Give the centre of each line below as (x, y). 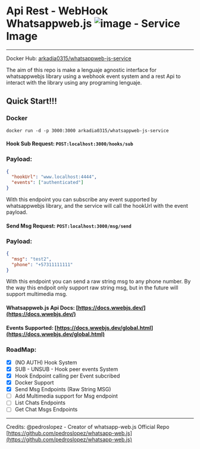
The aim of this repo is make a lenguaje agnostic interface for (81, 70)
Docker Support (34, 383)
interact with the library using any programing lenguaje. (74, 82)
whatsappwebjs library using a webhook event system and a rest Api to (93, 76)
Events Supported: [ (32, 328)
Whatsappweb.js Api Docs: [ (42, 308)
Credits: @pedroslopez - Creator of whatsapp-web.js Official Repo (88, 427)
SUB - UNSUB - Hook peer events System (66, 369)
